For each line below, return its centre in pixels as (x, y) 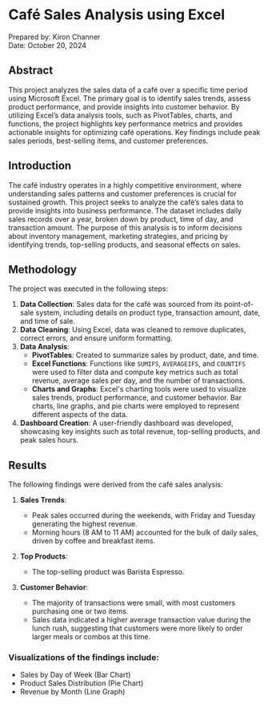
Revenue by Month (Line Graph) (72, 692)
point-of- (239, 304)
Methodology (43, 269)
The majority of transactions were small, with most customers (134, 603)
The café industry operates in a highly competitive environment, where (125, 185)
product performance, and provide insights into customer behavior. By (124, 106)
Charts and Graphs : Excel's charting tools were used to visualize (139, 389)
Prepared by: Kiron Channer (54, 37)
